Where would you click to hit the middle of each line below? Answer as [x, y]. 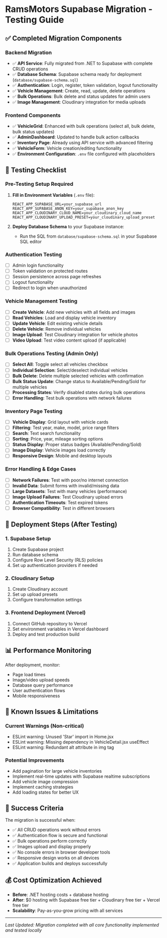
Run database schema [35, 554]
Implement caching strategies [43, 787]
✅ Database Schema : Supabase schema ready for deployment [77, 74]
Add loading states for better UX [45, 792]
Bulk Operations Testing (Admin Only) [52, 354]
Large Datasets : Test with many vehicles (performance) [70, 491]
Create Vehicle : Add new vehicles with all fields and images [74, 312]
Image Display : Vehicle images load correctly [59, 450]
